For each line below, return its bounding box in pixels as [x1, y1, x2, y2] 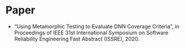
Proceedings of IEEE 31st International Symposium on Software [14, 29, 168, 36]
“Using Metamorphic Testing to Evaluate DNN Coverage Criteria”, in [14, 23, 180, 30]
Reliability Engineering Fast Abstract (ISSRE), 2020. [14, 35, 140, 42]
